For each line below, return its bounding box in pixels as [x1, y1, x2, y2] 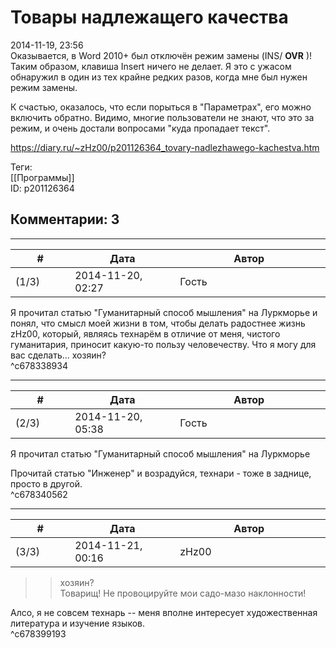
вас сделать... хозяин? [10, 349, 107, 361]
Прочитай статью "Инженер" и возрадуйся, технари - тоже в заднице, [10, 467, 312, 479]
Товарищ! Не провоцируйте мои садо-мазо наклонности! [59, 587, 307, 599]
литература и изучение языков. [10, 617, 146, 629]
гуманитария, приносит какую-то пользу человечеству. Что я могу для [10, 338, 317, 350]
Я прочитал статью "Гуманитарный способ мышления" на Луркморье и [10, 306, 318, 318]
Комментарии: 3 [10, 211, 120, 228]
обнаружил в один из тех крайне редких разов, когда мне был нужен [10, 71, 308, 83]
